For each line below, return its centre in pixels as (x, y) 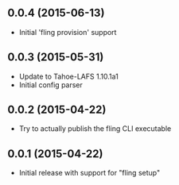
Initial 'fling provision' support (68, 32)
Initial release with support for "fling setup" (89, 173)
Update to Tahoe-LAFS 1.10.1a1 (68, 76)
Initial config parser (51, 85)
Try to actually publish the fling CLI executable (95, 129)
